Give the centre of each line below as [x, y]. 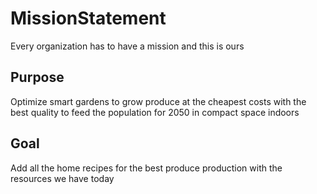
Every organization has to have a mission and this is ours [127, 46]
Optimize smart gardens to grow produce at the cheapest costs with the [158, 101]
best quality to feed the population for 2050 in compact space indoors [155, 112]
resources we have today [62, 178]
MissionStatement [88, 18]
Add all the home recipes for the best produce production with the [146, 168]
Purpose [37, 77]
